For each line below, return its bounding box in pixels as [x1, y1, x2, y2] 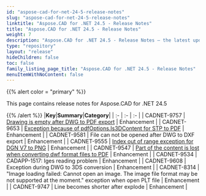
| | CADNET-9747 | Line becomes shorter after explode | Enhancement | [6, 183, 188, 191]
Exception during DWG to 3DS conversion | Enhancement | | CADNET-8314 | [6, 164, 200, 171]
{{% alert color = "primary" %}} [6, 88, 86, 95]
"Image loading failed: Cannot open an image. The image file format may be [6, 170, 198, 178]
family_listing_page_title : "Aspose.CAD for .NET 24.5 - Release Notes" [6, 65, 196, 72]
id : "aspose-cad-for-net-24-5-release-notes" [6, 9, 124, 15]
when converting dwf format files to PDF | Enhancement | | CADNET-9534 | [6, 151, 197, 158]
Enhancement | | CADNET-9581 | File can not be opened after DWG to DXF [6, 131, 195, 139]
